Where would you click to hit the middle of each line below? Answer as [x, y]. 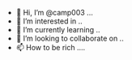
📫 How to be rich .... [51, 47]
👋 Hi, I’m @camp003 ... [54, 13]
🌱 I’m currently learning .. [58, 30]
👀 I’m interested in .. [49, 21]
